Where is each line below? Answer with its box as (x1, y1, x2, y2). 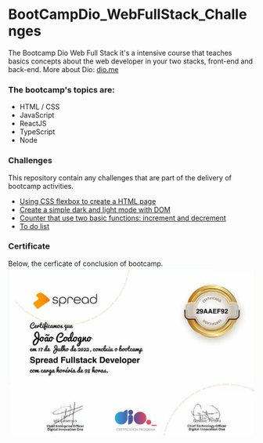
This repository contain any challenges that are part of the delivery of (8, 172, 232, 182)
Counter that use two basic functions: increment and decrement (19, 213, 227, 223)
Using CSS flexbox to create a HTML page (19, 196, 157, 205)
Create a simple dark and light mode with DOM (19, 205, 171, 214)
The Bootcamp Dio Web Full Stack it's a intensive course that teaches (8, 48, 232, 57)
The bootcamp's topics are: (8, 84, 115, 95)
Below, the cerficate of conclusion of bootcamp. (8, 259, 164, 268)
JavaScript (19, 111, 55, 120)
